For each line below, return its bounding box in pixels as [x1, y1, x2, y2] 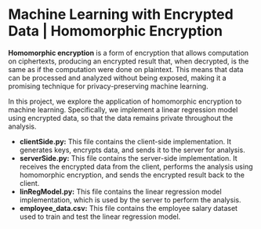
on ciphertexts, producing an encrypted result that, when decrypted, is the [8, 56, 249, 66]
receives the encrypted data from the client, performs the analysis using [19, 162, 253, 171]
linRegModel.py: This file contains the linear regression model [19, 187, 222, 196]
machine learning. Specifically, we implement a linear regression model [8, 104, 238, 114]
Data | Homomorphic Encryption [8, 22, 223, 40]
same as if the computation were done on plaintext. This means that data [8, 64, 244, 74]
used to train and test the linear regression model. [19, 212, 181, 221]
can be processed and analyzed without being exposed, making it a [8, 73, 227, 82]
